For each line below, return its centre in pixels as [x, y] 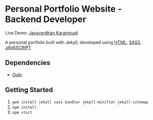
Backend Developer [46, 19]
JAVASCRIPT [18, 47]
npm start [22, 112]
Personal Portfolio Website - [64, 9]
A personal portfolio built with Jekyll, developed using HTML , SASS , [73, 42]
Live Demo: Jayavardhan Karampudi [42, 33]
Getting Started [29, 90]
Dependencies [28, 63]
